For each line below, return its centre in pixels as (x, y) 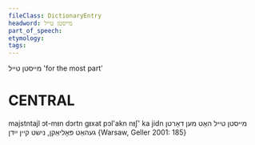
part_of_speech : (35, 30)
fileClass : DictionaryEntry (55, 16)
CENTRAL (42, 101)
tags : (17, 46)
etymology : (26, 38)
